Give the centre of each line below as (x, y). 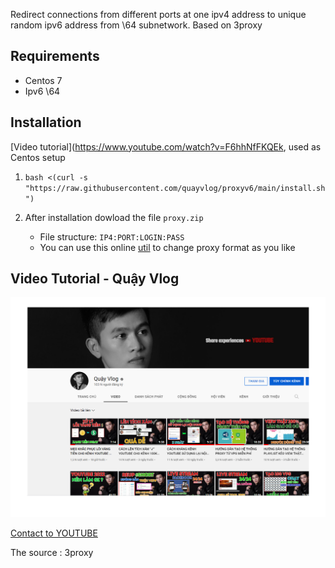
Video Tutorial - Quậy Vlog (95, 279)
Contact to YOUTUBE (54, 533)
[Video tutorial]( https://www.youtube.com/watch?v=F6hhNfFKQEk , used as (166, 146)
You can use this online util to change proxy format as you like (167, 247)
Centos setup (38, 157)
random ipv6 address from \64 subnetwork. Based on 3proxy (136, 25)
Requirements (55, 56)
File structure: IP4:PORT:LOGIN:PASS (112, 236)
